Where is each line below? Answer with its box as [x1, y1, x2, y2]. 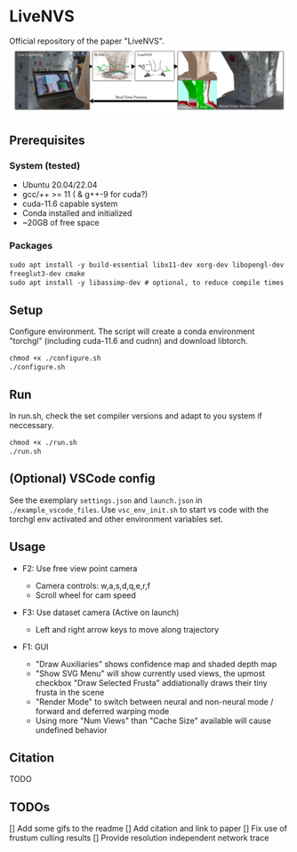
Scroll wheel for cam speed [35, 589, 136, 601]
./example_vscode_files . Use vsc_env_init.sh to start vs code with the [9, 504, 269, 514]
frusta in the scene [35, 687, 105, 697]
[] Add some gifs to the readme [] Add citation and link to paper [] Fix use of [9, 824, 287, 834]
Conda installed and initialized [21, 208, 132, 219]
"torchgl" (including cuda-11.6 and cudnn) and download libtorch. [9, 336, 249, 346]
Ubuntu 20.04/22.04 [21, 179, 98, 190]
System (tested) [9, 159, 81, 171]
